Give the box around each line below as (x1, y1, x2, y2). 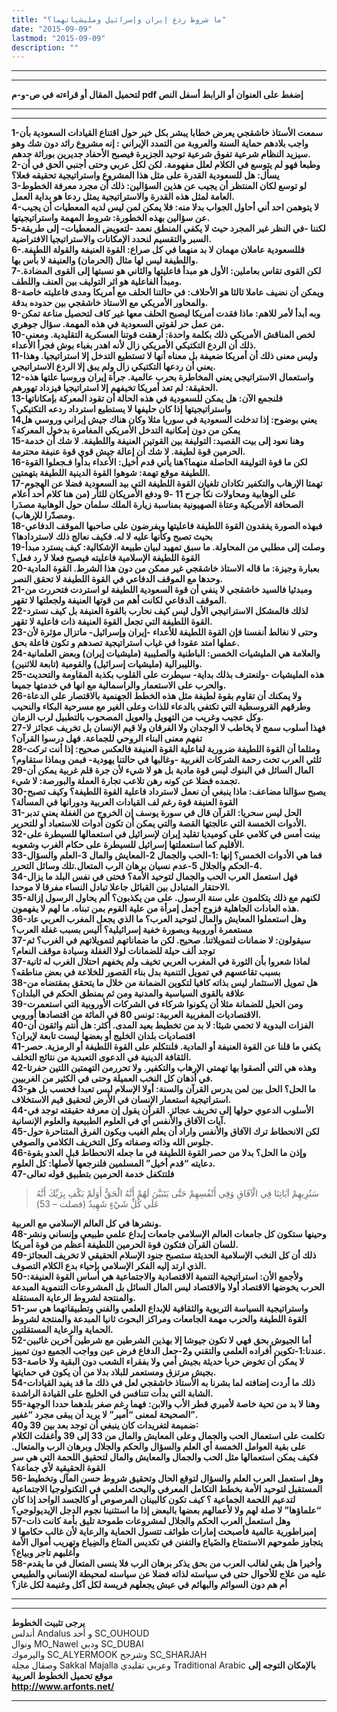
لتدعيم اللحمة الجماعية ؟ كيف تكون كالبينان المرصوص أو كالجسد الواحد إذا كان (11, 1494, 296, 1506)
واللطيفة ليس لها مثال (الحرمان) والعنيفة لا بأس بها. (11, 254, 199, 266)
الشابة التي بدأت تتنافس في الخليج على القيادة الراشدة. (11, 1387, 214, 1400)
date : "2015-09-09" (11, 24, 93, 34)
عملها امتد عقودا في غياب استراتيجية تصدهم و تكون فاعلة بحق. (11, 637, 241, 649)
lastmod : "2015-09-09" (11, 33, 106, 43)
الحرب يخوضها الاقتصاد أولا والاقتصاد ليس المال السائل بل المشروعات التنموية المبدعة (11, 1281, 325, 1293)
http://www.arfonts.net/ (11, 1681, 115, 1693)
